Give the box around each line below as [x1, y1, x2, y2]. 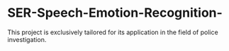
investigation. [7, 35, 47, 43]
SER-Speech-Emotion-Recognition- [7, 5, 223, 21]
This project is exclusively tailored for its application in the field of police [7, 28, 218, 36]
